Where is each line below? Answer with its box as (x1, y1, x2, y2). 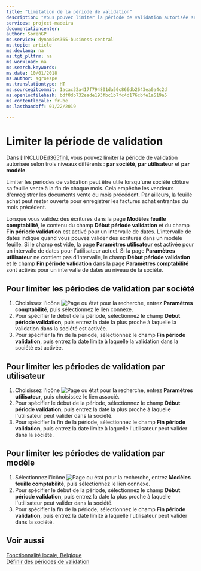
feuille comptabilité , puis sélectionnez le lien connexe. (14, 480, 151, 487)
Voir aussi (6, 536, 44, 546)
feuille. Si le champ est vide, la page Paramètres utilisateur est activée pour (6, 241, 194, 248)
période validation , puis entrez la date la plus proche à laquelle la (14, 318, 177, 326)
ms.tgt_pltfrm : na (6, 53, 52, 59)
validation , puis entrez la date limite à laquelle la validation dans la (14, 338, 179, 345)
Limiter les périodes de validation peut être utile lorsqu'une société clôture (6, 178, 190, 186)
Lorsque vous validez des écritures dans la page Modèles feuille (6, 215, 166, 223)
